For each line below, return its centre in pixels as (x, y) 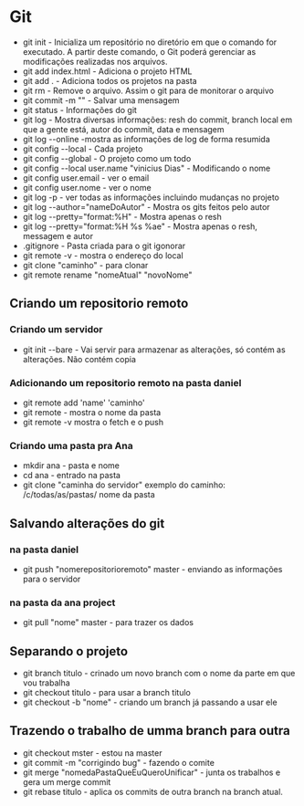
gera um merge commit (67, 781)
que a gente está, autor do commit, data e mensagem (124, 129)
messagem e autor (58, 236)
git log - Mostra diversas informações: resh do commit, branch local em (157, 120)
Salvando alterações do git (87, 523)
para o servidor (52, 579)
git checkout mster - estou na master (92, 753)
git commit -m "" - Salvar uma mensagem (101, 100)
